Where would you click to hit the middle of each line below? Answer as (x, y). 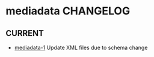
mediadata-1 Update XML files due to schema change (81, 47)
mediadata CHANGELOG (68, 11)
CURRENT (25, 33)
